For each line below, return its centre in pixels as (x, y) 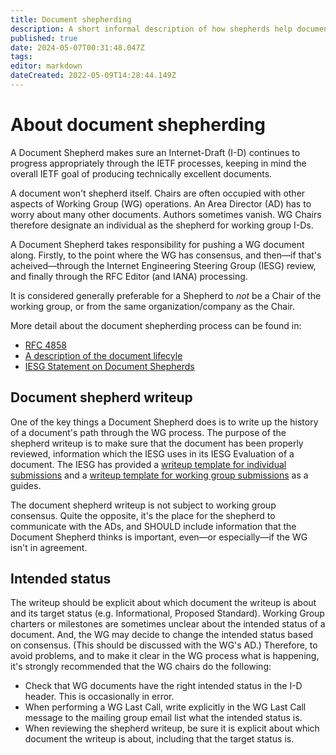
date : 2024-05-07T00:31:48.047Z (77, 47)
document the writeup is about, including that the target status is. (159, 739)
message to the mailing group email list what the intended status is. (163, 718)
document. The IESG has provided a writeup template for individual (148, 464)
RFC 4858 (45, 345)
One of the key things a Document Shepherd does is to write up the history (164, 422)
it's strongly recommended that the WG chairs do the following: (141, 667)
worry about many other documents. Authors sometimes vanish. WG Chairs (166, 214)
